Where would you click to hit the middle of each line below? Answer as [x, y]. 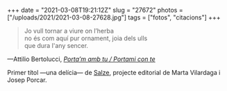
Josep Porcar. [27, 80]
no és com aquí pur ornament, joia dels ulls [86, 38]
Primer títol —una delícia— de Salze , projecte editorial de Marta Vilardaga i [114, 73]
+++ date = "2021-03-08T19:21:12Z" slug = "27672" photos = [95, 10]
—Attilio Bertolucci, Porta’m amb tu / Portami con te [82, 59]
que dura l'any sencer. [56, 45]
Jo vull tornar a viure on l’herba [69, 31]
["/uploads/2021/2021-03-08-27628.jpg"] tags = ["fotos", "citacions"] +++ [114, 17]
